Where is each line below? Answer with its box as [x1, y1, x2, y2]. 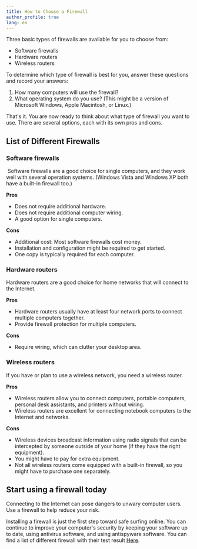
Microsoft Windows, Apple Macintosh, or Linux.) [14, 102, 132, 109]
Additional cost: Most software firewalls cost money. [14, 238, 142, 246]
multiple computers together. [14, 314, 85, 322]
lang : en [6, 19, 28, 25]
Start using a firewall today [6, 485, 107, 495]
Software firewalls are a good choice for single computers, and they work [7, 168, 186, 175]
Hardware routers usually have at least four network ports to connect [14, 308, 182, 315]
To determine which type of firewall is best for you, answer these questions [6, 71, 189, 79]
